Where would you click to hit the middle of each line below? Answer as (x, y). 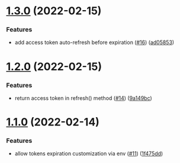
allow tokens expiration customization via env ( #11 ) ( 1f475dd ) (89, 153)
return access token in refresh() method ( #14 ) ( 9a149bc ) (83, 98)
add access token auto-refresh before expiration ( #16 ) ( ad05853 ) (94, 42)
